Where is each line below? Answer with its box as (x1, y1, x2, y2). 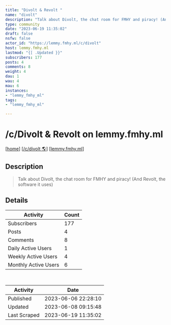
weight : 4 (5, 69, 26, 74)
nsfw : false (5, 36, 31, 41)
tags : (5, 97, 17, 102)
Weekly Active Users (8, 253, 58, 260)
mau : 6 (5, 83, 19, 88)
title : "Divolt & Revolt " (5, 7, 63, 13)
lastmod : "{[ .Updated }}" (5, 50, 63, 55)
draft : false (5, 31, 33, 36)
